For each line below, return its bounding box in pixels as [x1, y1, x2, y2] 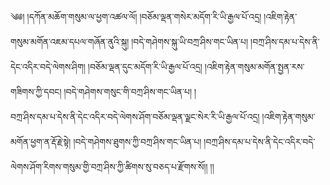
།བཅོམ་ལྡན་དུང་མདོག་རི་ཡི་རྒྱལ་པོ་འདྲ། [87, 61, 203, 72]
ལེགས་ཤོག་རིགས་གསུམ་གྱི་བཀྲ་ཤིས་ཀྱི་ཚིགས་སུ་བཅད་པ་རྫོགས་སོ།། [10, 161, 208, 172]
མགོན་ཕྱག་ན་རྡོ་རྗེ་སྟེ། [10, 136, 72, 147]
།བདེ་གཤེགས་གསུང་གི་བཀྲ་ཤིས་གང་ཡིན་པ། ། [63, 86, 197, 97]
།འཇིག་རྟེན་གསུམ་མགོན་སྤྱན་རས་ [204, 61, 305, 72]
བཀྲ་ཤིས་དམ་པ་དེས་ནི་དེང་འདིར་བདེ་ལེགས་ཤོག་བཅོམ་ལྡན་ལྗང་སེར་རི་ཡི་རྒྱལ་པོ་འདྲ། [10, 111, 260, 122]
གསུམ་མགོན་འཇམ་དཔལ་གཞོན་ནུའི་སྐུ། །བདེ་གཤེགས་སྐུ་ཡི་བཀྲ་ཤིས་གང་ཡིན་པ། [10, 36, 249, 47]
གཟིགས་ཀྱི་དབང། [10, 86, 62, 97]
